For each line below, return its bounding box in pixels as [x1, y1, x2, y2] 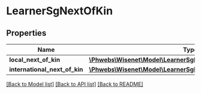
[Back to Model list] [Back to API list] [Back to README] [6, 80, 144, 88]
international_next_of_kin [9, 66, 84, 73]
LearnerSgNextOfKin [6, 4, 113, 18]
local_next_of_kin [9, 55, 60, 64]
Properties [6, 28, 47, 38]
